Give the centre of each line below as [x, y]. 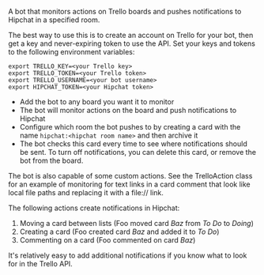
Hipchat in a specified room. [54, 20]
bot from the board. [51, 160]
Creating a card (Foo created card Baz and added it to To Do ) [119, 232]
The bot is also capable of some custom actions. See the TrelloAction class [130, 176]
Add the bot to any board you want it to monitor [97, 102]
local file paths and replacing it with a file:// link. [86, 192]
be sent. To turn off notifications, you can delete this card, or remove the [138, 152]
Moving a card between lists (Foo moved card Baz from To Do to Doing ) [137, 223]
